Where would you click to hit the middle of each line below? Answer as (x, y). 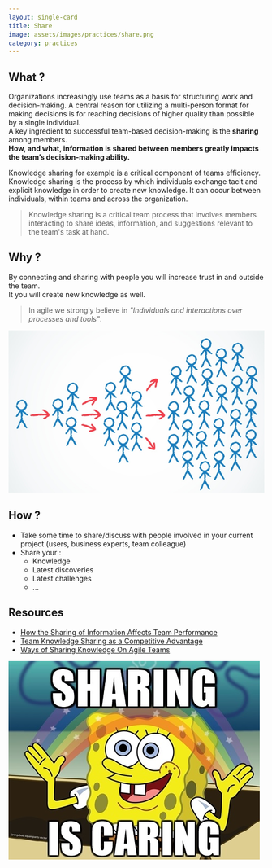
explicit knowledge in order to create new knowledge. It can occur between (135, 191)
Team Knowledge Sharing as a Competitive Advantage (111, 641)
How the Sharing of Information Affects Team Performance (119, 632)
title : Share (30, 26)
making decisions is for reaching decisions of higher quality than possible (132, 114)
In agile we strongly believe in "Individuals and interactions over (135, 310)
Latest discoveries (63, 569)
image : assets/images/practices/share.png (81, 34)
